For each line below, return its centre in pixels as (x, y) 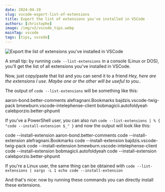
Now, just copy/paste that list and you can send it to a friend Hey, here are (81, 76)
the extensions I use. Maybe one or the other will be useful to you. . (73, 81)
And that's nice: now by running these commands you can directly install (79, 180)
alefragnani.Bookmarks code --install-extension (75, 140)
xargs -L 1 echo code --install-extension (78, 170)
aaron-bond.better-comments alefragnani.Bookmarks (60, 100)
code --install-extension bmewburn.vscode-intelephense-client (92, 145)
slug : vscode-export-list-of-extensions (48, 14)
